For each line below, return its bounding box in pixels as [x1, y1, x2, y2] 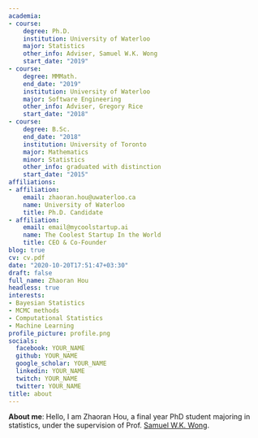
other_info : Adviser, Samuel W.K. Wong [23, 50, 158, 58]
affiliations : [8, 178, 57, 187]
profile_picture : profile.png [8, 329, 111, 337]
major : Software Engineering [23, 95, 122, 103]
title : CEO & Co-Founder [23, 239, 107, 247]
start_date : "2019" [23, 58, 89, 66]
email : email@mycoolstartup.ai [23, 223, 129, 232]
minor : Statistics [23, 155, 85, 163]
